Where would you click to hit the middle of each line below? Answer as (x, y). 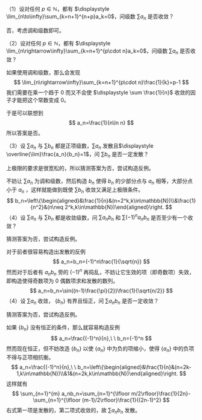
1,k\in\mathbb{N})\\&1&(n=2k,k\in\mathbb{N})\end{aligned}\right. (97, 373)
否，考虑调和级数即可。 (35, 30)
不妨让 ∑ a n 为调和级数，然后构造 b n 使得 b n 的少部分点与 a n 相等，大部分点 (99, 182)
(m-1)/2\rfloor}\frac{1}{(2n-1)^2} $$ (126, 400)
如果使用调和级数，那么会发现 (43, 72)
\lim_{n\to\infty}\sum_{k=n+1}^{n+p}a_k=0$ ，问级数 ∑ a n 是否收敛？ (90, 17)
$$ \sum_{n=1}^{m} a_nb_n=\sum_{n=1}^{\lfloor (71, 394)
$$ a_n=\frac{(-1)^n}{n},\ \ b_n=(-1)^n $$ (101, 338)
